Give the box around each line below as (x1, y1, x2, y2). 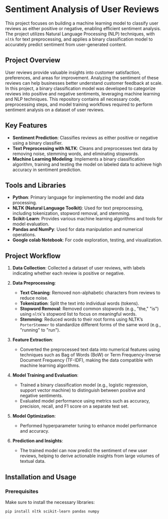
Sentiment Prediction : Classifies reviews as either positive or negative (12, 135, 158, 141)
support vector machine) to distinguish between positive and (19, 387, 145, 394)
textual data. (19, 458, 46, 464)
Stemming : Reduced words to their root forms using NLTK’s (19, 316, 143, 322)
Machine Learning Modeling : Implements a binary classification (12, 156, 145, 162)
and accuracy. (19, 428, 49, 434)
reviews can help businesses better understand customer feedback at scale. (5, 80, 163, 86)
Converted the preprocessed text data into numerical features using (19, 346, 160, 352)
